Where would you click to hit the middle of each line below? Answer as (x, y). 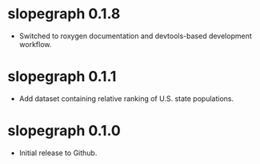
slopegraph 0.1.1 (62, 77)
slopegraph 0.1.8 (64, 14)
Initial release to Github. (58, 153)
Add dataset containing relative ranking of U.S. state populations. (126, 98)
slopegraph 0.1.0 (64, 131)
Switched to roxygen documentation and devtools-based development (136, 36)
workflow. (35, 44)
